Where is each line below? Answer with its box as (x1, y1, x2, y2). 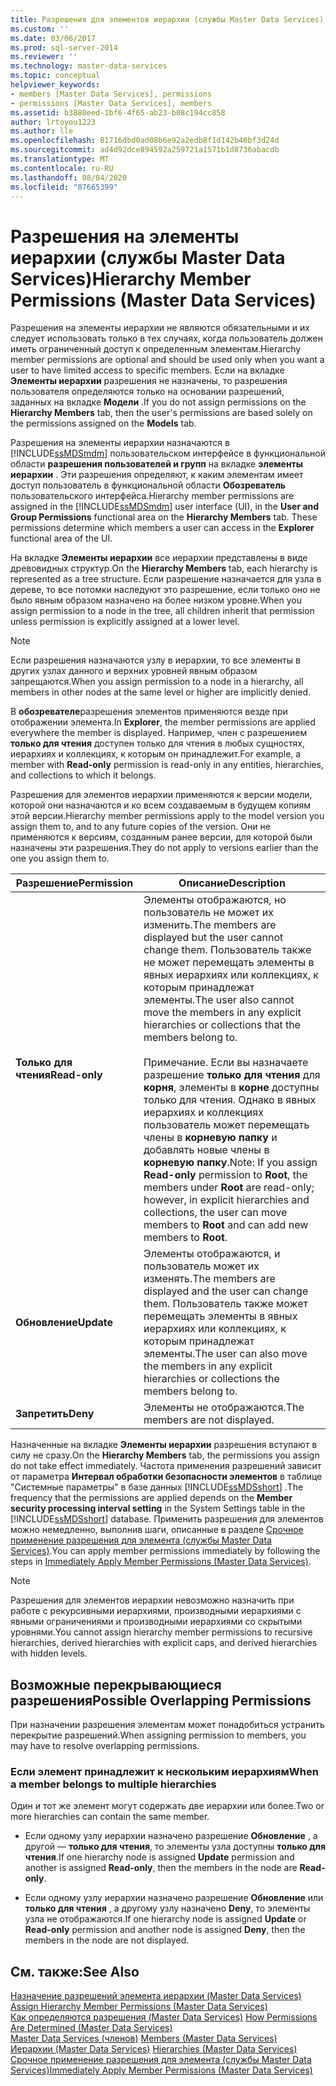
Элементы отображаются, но (143, 893, 287, 907)
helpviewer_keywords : (10, 80, 101, 90)
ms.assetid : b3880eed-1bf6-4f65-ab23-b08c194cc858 (10, 107, 226, 118)
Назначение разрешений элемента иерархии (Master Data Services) (10, 1990, 302, 2002)
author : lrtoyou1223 (10, 117, 97, 127)
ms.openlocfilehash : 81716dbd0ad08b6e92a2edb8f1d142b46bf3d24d (10, 136, 280, 146)
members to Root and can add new (143, 1218, 309, 1232)
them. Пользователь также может (143, 1297, 308, 1311)
